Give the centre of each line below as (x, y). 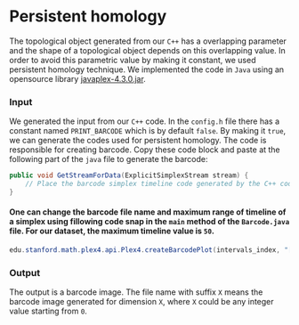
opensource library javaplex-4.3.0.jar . (78, 78)
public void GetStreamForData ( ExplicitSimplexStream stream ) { (129, 175)
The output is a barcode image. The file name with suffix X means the (136, 292)
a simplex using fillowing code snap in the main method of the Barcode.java (149, 222)
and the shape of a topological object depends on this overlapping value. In (148, 50)
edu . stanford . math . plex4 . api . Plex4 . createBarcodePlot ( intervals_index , (145, 250)
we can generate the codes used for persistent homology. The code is (138, 141)
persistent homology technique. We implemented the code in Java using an (147, 69)
